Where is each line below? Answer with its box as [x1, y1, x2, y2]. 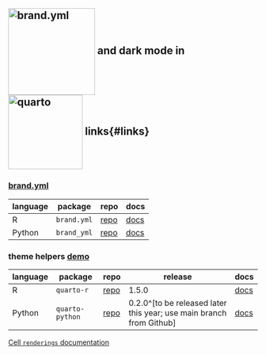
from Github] [128, 317, 177, 328]
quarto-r [55, 285, 89, 294]
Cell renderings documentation [8, 338, 109, 347]
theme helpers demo [8, 250, 89, 261]
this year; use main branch [128, 307, 227, 318]
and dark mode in [97, 44, 185, 58]
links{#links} [84, 124, 150, 139]
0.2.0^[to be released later [128, 297, 227, 308]
